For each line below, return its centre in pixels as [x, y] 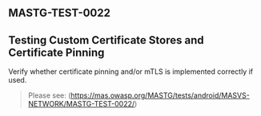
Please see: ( [49, 95]
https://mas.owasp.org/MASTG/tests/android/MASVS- [160, 95]
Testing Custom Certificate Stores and [106, 40]
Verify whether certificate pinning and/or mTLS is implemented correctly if [131, 72]
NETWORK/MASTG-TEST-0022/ [81, 104]
